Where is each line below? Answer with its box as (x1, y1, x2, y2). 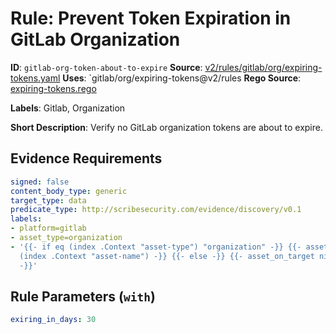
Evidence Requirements (10, 150, 163, 167)
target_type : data (10, 195, 87, 206)
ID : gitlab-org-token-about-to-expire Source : (10, 61, 203, 73)
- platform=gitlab (10, 223, 87, 234)
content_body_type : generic (10, 186, 128, 196)
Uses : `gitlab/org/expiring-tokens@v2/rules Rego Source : (62, 72, 302, 84)
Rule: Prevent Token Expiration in (10, 7, 292, 30)
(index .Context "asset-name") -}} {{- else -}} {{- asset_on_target (19, 251, 315, 261)
